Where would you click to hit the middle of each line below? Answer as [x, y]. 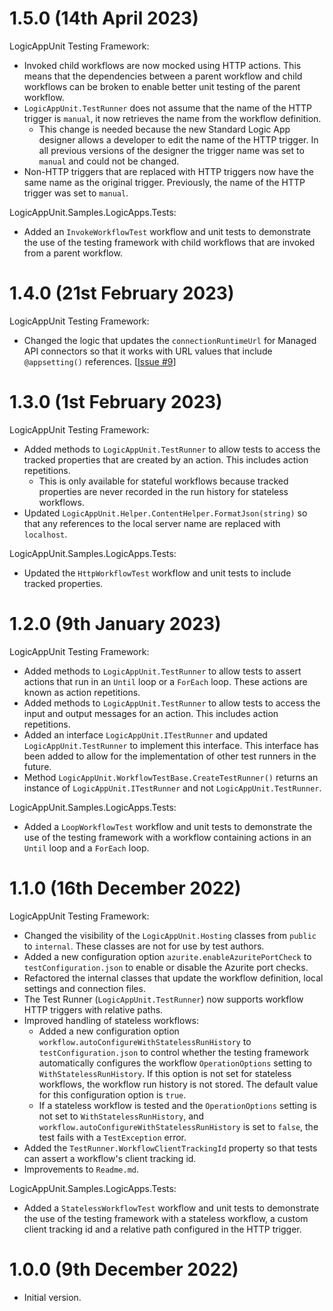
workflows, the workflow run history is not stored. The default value [178, 1084]
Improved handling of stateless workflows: [111, 1020]
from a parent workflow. [73, 253]
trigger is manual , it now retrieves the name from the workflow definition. [172, 118]
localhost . [45, 534]
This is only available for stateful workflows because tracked [163, 481]
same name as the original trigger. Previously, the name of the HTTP [164, 182]
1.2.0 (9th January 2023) [115, 624]
